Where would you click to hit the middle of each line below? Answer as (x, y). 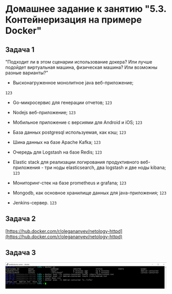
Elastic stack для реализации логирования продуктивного (76, 162)
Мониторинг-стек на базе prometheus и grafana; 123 (69, 183)
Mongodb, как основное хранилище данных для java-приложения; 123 (90, 193)
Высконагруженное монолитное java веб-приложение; (73, 83)
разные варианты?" (27, 73)
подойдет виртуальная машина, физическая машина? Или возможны (81, 67)
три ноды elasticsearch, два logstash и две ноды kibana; (105, 167)
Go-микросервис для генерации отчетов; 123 (62, 102)
